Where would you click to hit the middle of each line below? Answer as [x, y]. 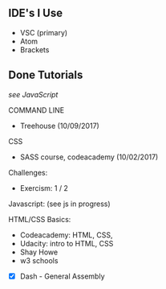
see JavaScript [33, 94]
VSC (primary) [44, 32]
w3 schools [39, 260]
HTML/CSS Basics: [40, 219]
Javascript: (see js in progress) [59, 204]
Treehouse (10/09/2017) [60, 126]
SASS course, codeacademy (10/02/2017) [89, 157]
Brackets [34, 50]
